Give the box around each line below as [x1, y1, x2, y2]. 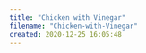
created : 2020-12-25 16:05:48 [9, 30, 123, 39]
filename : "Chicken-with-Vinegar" [9, 22, 139, 31]
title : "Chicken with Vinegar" [9, 13, 126, 22]
